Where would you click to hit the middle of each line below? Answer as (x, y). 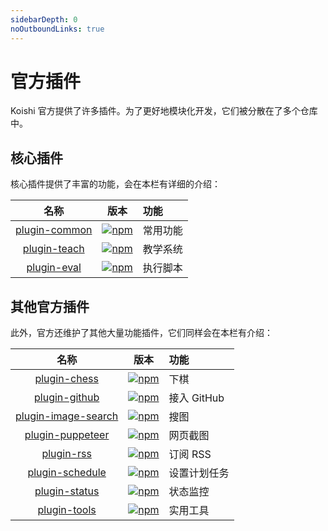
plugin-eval (54, 268)
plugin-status (67, 491)
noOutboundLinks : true (57, 29)
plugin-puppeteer (67, 435)
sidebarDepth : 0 (44, 19)
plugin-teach (53, 249)
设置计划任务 (199, 473)
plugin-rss (66, 454)
